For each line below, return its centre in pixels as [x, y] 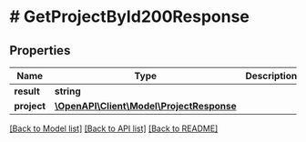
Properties [40, 51]
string [67, 91]
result [27, 91]
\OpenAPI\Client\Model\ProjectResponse [145, 106]
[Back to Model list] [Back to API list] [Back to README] [114, 128]
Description [271, 76]
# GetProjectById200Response [130, 17]
